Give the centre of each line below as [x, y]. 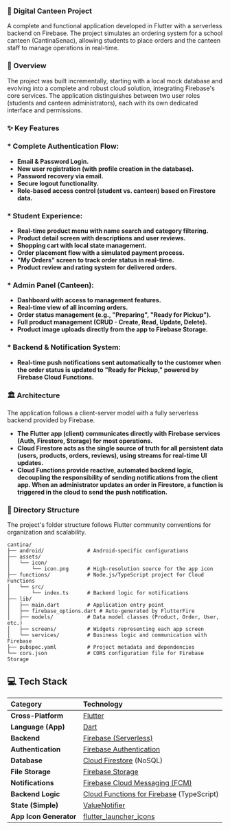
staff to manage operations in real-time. [63, 48]
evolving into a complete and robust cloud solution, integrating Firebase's [111, 88]
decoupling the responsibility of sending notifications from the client [117, 477]
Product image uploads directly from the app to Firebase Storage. [112, 329]
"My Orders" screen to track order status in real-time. [95, 260]
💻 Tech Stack [37, 681]
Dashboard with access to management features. [89, 300]
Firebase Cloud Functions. [55, 377]
